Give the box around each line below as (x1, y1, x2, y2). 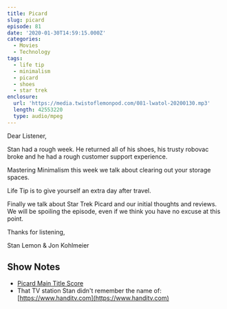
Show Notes (7, 261, 61, 273)
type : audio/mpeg (13, 112, 63, 119)
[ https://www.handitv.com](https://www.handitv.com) (17, 294, 170, 302)
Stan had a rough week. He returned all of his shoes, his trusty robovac (7, 145, 209, 153)
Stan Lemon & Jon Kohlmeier (7, 241, 89, 249)
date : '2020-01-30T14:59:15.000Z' (7, 29, 107, 37)
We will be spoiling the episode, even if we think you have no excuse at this (7, 207, 221, 215)
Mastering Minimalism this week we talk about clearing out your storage (7, 166, 211, 174)
